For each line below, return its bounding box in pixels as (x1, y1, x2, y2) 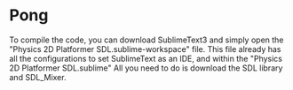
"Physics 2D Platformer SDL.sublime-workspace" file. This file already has (9, 43, 281, 54)
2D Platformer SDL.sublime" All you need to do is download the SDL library (9, 63, 283, 73)
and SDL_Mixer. (9, 71, 67, 82)
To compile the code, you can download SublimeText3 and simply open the (9, 34, 284, 45)
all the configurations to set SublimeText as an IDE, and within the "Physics (9, 53, 282, 64)
